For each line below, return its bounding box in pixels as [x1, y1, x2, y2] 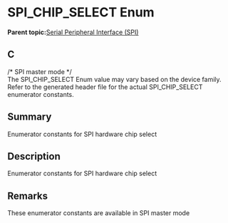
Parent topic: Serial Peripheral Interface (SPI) [7, 28, 139, 36]
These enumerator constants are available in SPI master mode [7, 209, 190, 217]
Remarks [7, 190, 48, 202]
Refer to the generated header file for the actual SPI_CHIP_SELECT [7, 83, 203, 91]
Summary [7, 111, 52, 123]
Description [7, 150, 61, 162]
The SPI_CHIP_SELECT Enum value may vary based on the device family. [7, 75, 222, 83]
